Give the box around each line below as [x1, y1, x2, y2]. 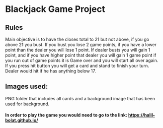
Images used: [5, 82, 48, 91]
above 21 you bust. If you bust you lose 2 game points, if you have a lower [5, 42, 157, 48]
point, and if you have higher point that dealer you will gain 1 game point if [5, 52, 157, 58]
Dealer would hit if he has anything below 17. [5, 68, 96, 74]
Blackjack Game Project [5, 3, 105, 15]
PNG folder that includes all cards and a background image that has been [5, 95, 156, 101]
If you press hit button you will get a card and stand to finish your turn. [5, 63, 149, 68]
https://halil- [128, 112, 155, 118]
